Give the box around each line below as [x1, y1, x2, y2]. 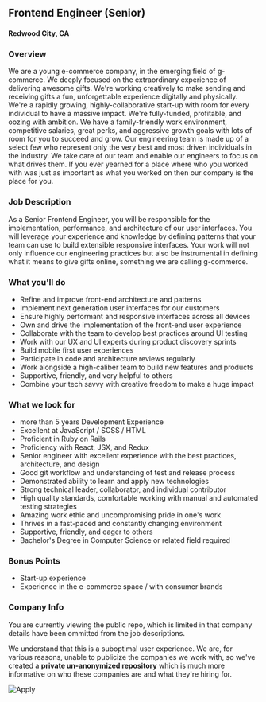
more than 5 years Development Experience [19, 417, 164, 427]
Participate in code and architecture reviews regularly [19, 353, 196, 363]
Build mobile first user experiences [19, 345, 134, 355]
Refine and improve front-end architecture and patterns [19, 294, 202, 304]
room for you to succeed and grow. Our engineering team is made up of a [8, 135, 249, 144]
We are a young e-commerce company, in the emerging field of [8, 67, 216, 76]
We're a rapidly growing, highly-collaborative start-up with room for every [8, 100, 250, 110]
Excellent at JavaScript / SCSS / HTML [19, 426, 147, 435]
